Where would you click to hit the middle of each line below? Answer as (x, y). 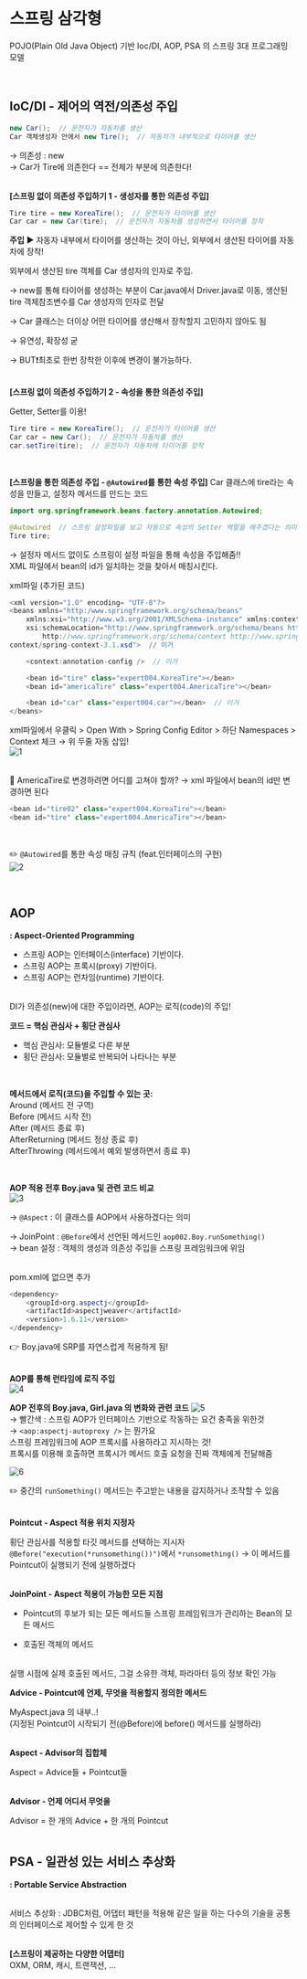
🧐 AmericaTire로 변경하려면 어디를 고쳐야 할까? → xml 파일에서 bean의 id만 (145, 780)
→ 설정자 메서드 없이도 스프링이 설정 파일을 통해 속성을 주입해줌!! (125, 555)
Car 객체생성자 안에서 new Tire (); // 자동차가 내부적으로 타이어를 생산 (132, 137)
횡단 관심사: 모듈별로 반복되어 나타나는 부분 (100, 1056)
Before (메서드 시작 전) (50, 1116)
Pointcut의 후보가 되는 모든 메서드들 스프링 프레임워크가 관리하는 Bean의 (153, 1614)
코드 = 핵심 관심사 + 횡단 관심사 (65, 1025)
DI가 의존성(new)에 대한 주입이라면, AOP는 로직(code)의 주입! (120, 1006)
